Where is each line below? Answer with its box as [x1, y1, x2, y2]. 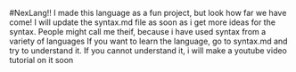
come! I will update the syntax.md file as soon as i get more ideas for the [9, 17, 276, 28]
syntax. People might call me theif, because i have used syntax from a [9, 27, 267, 36]
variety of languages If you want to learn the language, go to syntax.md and [9, 36, 288, 46]
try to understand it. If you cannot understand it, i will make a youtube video [9, 45, 288, 56]
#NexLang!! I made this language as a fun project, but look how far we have [9, 8, 287, 18]
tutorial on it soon [9, 55, 74, 65]
